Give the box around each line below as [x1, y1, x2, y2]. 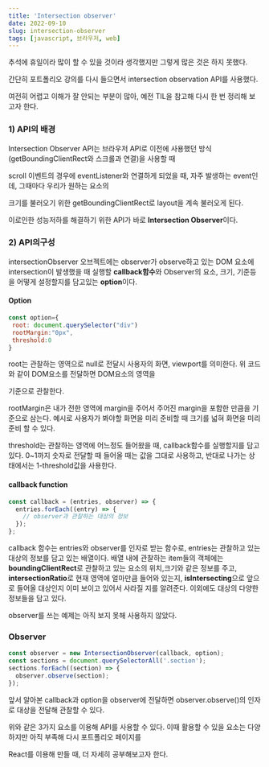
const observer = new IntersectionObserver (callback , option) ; [8, 649, 225, 658]
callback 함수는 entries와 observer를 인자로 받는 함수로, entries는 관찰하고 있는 [8, 543, 261, 552]
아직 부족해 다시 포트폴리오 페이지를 [29, 732, 142, 741]
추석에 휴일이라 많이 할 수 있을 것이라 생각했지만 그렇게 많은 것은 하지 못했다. [8, 57, 248, 67]
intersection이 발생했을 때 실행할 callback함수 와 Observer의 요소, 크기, [8, 266, 235, 276]
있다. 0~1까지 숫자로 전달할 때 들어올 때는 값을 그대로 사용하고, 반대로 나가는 [8, 451, 247, 460]
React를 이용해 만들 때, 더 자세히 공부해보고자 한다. [8, 749, 169, 759]
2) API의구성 [8, 237, 55, 248]
